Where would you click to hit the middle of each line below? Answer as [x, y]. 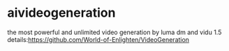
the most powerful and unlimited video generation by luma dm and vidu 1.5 [114, 32]
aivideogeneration [61, 13]
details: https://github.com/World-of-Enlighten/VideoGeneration [98, 39]
